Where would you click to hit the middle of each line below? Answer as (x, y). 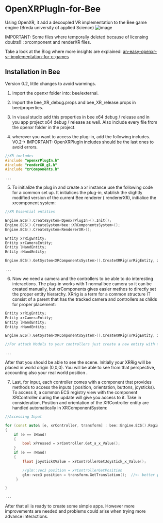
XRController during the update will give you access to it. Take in (77, 397)
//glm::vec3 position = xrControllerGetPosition (73, 470)
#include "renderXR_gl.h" (31, 165)
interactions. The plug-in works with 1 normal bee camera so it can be (82, 284)
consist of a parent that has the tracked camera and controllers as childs (84, 299)
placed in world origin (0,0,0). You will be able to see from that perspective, (80, 368)
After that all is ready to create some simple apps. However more (70, 506)
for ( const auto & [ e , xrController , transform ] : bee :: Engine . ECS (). (77, 425)
